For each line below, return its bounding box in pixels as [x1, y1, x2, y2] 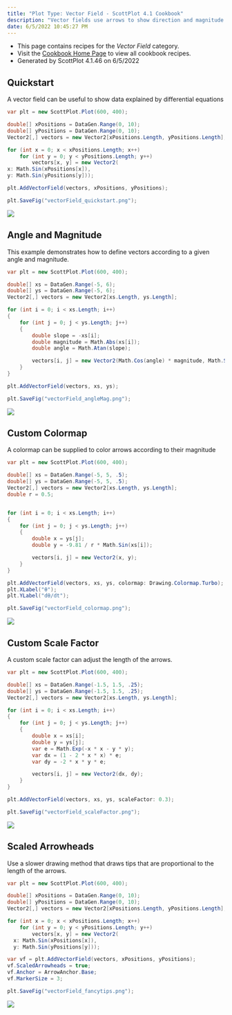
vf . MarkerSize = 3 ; [7, 976, 64, 982]
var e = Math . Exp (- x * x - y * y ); [32, 745, 135, 752]
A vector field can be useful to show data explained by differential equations [7, 95, 224, 104]
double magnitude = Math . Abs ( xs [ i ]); [32, 339, 140, 345]
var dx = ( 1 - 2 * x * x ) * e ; [32, 752, 122, 759]
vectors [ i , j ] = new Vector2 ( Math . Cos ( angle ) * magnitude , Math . [32, 357, 224, 364]
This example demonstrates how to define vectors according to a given [7, 247, 210, 256]
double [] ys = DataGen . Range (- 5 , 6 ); [7, 287, 116, 294]
